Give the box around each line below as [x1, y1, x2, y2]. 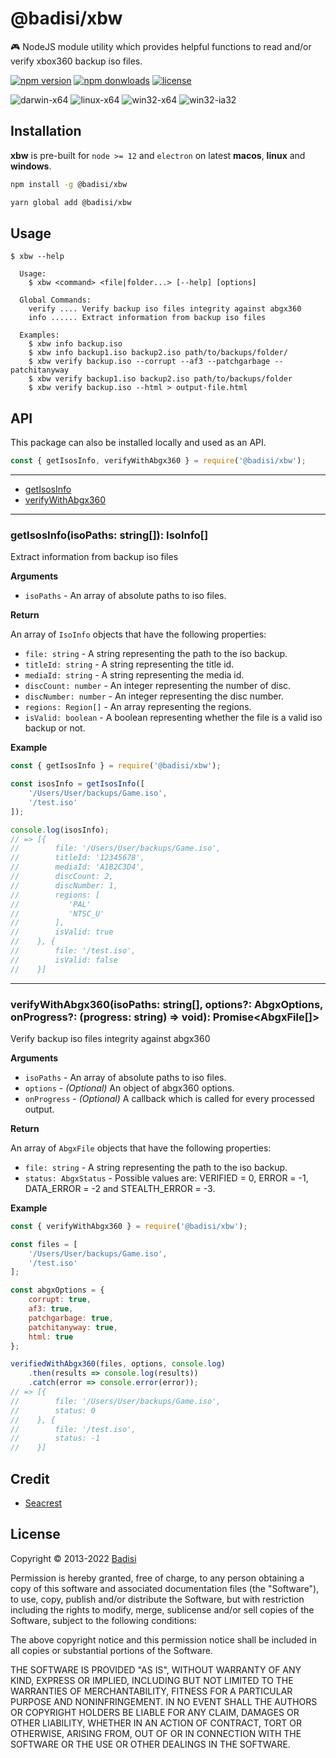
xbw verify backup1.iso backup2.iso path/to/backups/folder [36, 374, 293, 384]
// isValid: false [10, 955, 118, 965]
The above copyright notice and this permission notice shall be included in [10, 1633, 317, 1646]
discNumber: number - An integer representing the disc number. [24, 690, 284, 702]
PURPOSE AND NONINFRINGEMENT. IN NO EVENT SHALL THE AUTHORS [10, 1695, 318, 1707]
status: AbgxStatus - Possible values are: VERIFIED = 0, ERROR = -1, [24, 1172, 309, 1184]
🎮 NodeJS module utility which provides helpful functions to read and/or [10, 40, 312, 52]
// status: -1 [10, 1433, 101, 1444]
